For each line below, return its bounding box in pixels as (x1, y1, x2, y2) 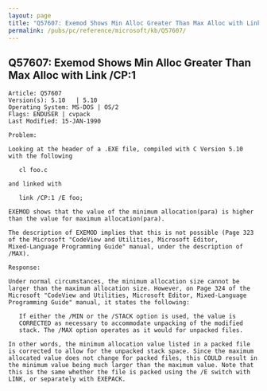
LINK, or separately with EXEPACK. (8, 375, 126, 383)
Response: (8, 264, 41, 272)
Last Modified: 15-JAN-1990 (8, 117, 102, 126)
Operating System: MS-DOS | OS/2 (8, 104, 119, 111)
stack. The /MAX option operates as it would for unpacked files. (18, 326, 244, 334)
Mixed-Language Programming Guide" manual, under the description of (8, 243, 244, 251)
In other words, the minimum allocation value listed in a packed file (8, 340, 250, 349)
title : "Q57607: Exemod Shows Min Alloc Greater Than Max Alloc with (8, 19, 244, 27)
